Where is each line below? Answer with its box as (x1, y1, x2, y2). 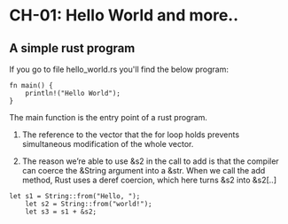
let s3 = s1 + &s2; (25, 207, 97, 216)
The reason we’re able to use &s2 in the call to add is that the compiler (21, 156, 279, 166)
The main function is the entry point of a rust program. (9, 112, 208, 122)
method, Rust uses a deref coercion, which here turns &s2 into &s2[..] (21, 174, 277, 185)
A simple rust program (9, 41, 136, 56)
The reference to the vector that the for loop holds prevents (21, 129, 240, 140)
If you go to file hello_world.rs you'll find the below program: (9, 64, 229, 74)
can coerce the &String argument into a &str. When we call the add (21, 166, 266, 175)
